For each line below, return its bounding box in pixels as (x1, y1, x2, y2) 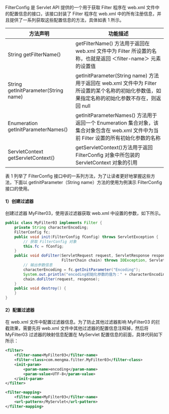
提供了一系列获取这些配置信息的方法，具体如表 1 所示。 (9, 17, 124, 23)
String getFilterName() (8, 51, 61, 58)
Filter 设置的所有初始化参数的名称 (81, 135, 161, 141)
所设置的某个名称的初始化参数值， (75, 87, 156, 94)
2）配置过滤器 (5, 307, 35, 313)
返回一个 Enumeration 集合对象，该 (75, 120, 159, 126)
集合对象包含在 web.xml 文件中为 (75, 127, 153, 134)
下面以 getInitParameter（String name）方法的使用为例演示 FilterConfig (14, 180, 162, 185)
